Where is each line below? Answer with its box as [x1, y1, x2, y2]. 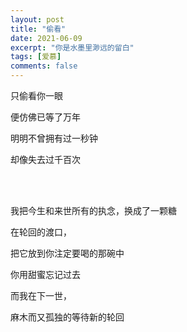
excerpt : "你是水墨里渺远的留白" [10, 42, 135, 53]
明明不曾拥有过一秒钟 [10, 132, 98, 144]
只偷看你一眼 [10, 90, 63, 101]
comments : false [10, 61, 78, 71]
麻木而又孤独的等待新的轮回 [10, 311, 125, 323]
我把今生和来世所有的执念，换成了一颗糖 [10, 205, 177, 216]
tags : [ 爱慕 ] [10, 52, 62, 62]
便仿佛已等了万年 [10, 111, 81, 123]
